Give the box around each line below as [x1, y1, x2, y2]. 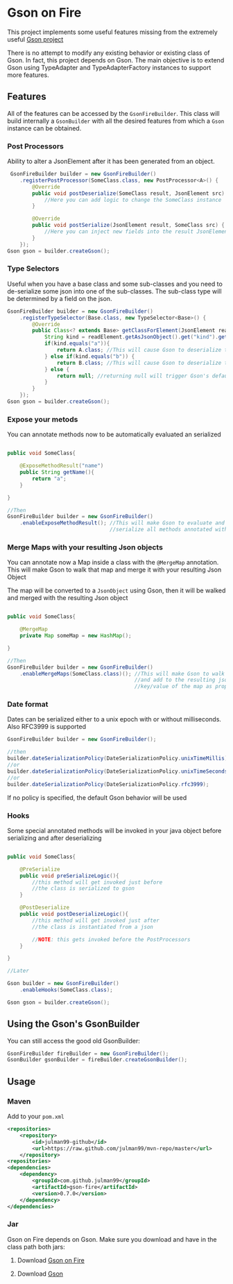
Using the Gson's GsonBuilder [7, 1018, 140, 1030]
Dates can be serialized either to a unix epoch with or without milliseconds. [7, 715, 222, 724]
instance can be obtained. [7, 123, 82, 132]
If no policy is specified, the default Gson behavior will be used [7, 793, 187, 802]
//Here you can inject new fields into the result [44, 228, 194, 235]
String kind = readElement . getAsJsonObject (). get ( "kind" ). [44, 334, 218, 341]
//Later [7, 968, 30, 975]
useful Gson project [7, 35, 64, 43]
